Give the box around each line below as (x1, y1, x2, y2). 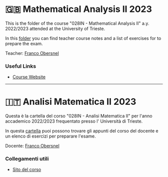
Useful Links (5, 62, 36, 69)
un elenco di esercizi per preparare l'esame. (5, 133, 96, 139)
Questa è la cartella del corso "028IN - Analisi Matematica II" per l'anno (5, 113, 152, 119)
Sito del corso (12, 167, 41, 173)
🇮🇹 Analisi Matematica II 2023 (5, 96, 136, 108)
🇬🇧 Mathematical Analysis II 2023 (5, 3, 152, 15)
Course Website (12, 74, 46, 80)
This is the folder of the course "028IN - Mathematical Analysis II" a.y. (5, 20, 149, 26)
